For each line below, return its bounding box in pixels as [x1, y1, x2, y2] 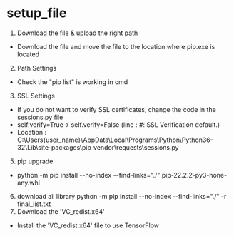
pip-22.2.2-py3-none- [161, 170, 228, 179]
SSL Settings [16, 91, 55, 100]
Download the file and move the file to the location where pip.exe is [16, 42, 215, 51]
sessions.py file [16, 113, 63, 121]
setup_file [6, 5, 67, 21]
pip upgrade [16, 157, 54, 165]
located [16, 50, 40, 58]
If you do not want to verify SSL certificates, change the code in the [16, 105, 217, 113]
